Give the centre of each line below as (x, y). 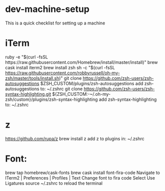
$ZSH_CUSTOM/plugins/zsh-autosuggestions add (92, 83)
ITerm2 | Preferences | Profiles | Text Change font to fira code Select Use (80, 178)
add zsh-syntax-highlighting (128, 99)
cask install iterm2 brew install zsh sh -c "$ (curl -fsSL (60, 67)
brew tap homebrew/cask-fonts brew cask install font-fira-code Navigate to (83, 173)
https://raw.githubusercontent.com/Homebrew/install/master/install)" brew (82, 62)
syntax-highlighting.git (28, 94)
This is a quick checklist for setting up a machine (55, 23)
